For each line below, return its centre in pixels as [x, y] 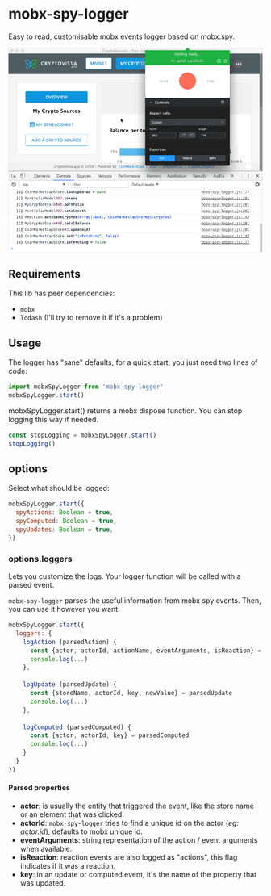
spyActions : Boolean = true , [65, 513]
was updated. [43, 883]
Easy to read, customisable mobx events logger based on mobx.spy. [122, 36]
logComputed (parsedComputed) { [77, 727]
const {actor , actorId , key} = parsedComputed [109, 735]
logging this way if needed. [54, 419]
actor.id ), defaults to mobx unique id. [81, 831]
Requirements [44, 274]
